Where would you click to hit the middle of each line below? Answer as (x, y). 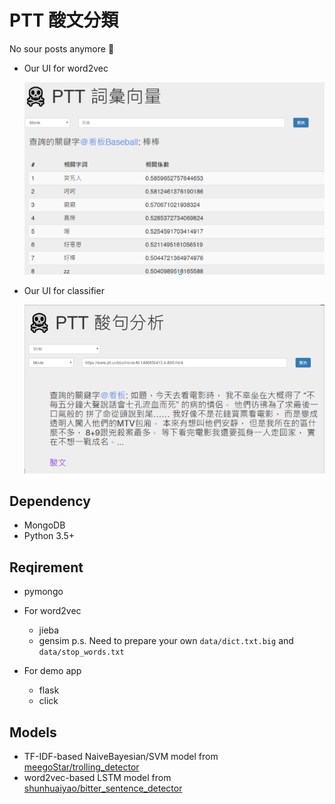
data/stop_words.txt (81, 652)
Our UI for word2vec (66, 68)
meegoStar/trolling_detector (81, 767)
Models (33, 732)
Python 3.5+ (49, 536)
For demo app (52, 671)
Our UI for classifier (64, 291)
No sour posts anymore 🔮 (62, 48)
